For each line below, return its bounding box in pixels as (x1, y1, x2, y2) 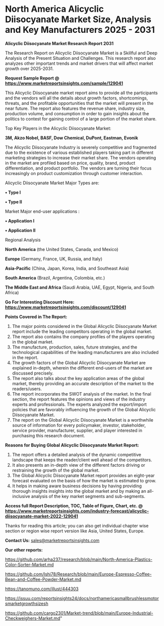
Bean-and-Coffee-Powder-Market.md (5, 576, 82, 582)
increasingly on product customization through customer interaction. (5, 170, 143, 176)
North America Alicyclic (5, 3, 104, 15)
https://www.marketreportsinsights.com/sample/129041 (5, 80, 123, 86)
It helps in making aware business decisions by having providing (12, 483, 142, 489)
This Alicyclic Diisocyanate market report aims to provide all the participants (5, 90, 158, 96)
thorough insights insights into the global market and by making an (12, 488, 146, 494)
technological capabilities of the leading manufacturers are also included (12, 349, 159, 355)
